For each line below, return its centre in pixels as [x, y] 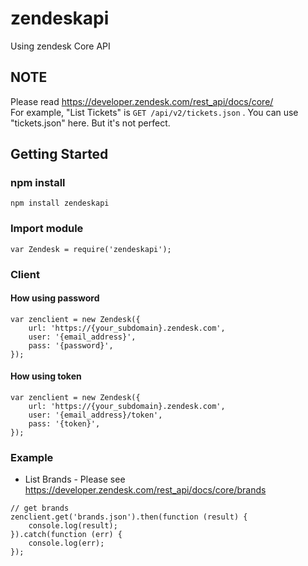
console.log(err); [66, 543]
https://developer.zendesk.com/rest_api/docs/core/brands [145, 490]
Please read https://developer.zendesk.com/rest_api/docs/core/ [142, 101]
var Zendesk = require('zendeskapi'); [91, 249]
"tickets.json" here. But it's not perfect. [90, 123]
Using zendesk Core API [60, 46]
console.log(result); [73, 526]
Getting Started [59, 154]
